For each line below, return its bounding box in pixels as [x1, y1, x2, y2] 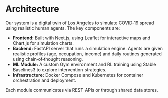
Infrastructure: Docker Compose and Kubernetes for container [12, 72, 144, 78]
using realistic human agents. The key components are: [5, 25, 120, 31]
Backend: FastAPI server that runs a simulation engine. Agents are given [12, 45, 163, 51]
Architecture [5, 3, 59, 15]
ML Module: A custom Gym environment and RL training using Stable [12, 61, 156, 67]
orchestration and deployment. [12, 77, 76, 83]
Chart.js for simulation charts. [12, 40, 74, 46]
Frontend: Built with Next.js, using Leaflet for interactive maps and [12, 35, 151, 41]
